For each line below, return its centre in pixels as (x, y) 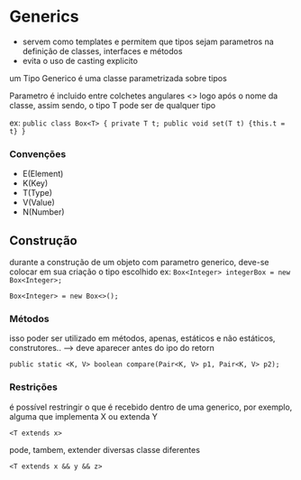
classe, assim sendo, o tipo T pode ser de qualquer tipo (113, 105)
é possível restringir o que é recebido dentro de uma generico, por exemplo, (151, 407)
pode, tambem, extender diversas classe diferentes (105, 449)
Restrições (34, 387)
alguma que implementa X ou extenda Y (83, 416)
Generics (44, 17)
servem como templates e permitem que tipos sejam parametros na (148, 42)
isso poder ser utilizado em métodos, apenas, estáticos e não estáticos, (142, 338)
